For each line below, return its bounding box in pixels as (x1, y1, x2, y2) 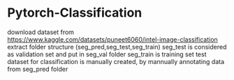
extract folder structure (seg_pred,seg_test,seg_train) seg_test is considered (7, 42, 227, 51)
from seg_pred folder (7, 65, 68, 73)
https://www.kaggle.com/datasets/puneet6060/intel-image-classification (7, 35, 218, 43)
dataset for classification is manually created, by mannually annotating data (7, 57, 225, 65)
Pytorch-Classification (7, 5, 142, 21)
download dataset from (7, 28, 75, 36)
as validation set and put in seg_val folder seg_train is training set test (7, 50, 207, 58)
